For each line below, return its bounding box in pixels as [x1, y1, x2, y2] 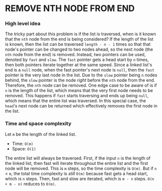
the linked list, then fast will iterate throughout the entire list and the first [5, 160, 148, 166]
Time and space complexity [5, 120, 72, 127]
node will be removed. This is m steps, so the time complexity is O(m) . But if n [5, 165, 157, 171]
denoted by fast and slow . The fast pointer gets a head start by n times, [5, 57, 149, 63]
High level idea [5, 20, 41, 27]
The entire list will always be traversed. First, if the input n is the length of [5, 155, 151, 161]
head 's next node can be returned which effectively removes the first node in [5, 103, 158, 109]
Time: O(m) [12, 141, 34, 147]
